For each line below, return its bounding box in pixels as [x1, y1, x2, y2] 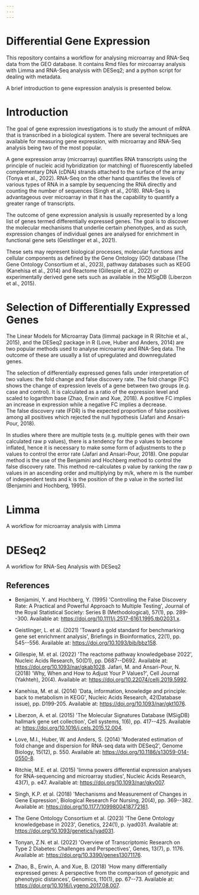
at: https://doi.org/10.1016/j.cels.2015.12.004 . [14, 724, 123, 731]
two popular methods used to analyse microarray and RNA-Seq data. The [6, 346, 185, 353]
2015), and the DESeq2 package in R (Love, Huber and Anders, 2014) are [6, 339, 184, 346]
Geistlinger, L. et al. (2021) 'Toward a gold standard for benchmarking [14, 627, 185, 634]
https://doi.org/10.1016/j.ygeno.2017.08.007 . [14, 882, 120, 889]
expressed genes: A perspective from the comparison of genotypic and [14, 869, 190, 877]
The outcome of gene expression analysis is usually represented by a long [6, 211, 188, 218]
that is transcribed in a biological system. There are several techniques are [6, 131, 188, 139]
